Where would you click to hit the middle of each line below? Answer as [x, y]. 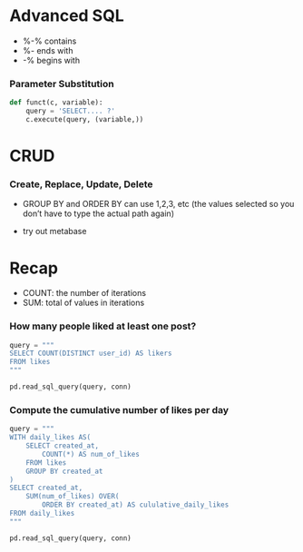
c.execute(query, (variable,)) [85, 119]
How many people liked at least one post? [103, 326]
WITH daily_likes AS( [50, 438]
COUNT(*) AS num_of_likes [91, 454]
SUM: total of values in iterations [83, 303]
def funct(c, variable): [56, 103]
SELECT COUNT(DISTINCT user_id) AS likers [91, 354]
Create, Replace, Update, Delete [81, 184]
